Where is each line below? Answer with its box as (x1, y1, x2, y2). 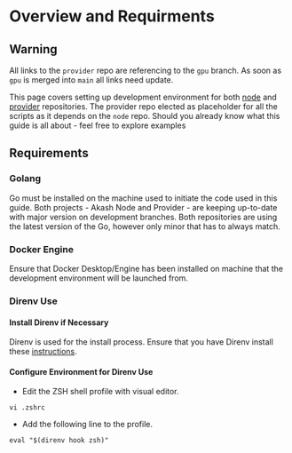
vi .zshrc (9, 403, 46, 412)
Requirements (9, 146, 89, 161)
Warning (9, 42, 58, 57)
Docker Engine (9, 242, 74, 255)
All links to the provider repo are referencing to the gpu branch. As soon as (9, 65, 282, 75)
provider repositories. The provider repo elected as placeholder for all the (9, 101, 278, 112)
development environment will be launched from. (9, 273, 189, 283)
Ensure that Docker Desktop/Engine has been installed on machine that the (9, 263, 284, 274)
